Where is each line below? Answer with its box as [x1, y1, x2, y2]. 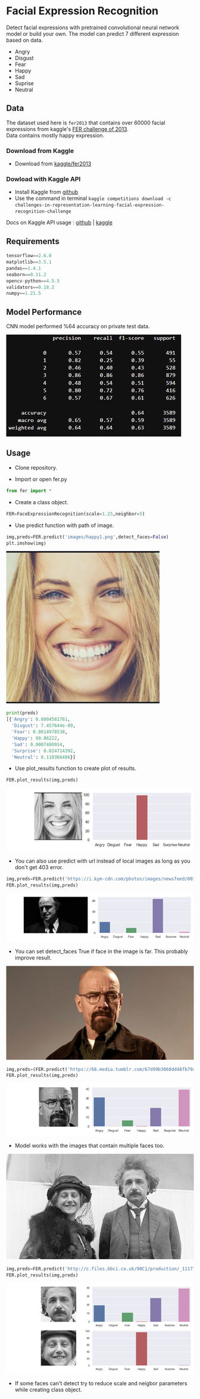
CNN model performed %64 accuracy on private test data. [6, 323, 150, 330]
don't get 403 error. [14, 864, 64, 871]
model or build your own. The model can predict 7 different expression [6, 30, 179, 37]
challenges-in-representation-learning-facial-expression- [14, 202, 165, 208]
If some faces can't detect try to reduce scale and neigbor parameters [14, 1379, 187, 1386]
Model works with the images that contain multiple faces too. [14, 1142, 165, 1149]
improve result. [14, 954, 52, 961]
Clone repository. [14, 464, 58, 471]
